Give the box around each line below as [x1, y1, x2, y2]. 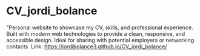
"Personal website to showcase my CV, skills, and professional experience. [6, 24, 193, 31]
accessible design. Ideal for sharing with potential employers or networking [6, 36, 195, 43]
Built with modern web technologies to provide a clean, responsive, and [6, 30, 185, 37]
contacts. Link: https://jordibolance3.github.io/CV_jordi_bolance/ [6, 43, 167, 50]
